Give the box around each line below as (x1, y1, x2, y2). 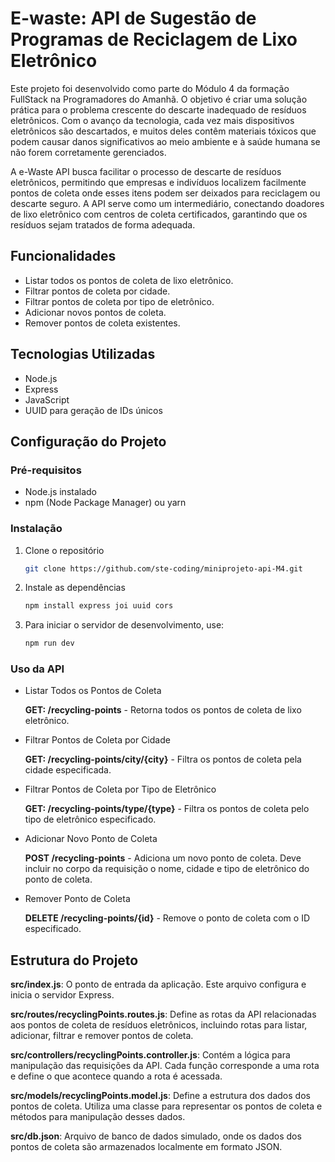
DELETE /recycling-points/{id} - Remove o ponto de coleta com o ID (24, 912, 311, 924)
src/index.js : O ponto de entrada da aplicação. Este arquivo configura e (10, 978, 307, 991)
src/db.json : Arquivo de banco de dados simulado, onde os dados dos (10, 1130, 302, 1142)
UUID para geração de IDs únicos (24, 404, 163, 416)
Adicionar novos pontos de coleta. (24, 306, 167, 318)
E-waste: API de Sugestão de (10, 7, 257, 30)
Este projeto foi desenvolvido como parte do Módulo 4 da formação (10, 82, 290, 94)
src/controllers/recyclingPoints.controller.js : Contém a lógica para (10, 1049, 291, 1061)
